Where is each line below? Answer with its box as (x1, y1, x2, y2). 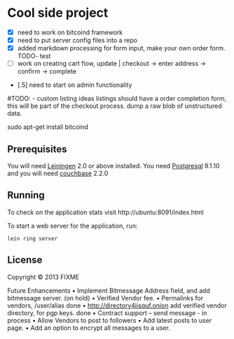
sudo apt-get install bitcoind (7, 123, 89, 131)
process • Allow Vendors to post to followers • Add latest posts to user (7, 316, 212, 324)
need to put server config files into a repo (17, 36, 138, 44)
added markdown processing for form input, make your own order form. (17, 44, 226, 53)
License (7, 254, 43, 266)
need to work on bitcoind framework (17, 28, 123, 36)
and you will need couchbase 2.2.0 (7, 169, 109, 177)
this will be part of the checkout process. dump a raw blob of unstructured (7, 102, 222, 110)
